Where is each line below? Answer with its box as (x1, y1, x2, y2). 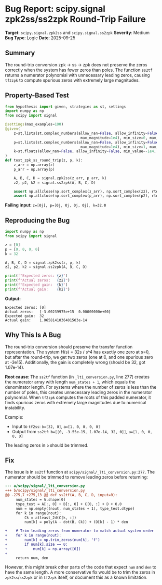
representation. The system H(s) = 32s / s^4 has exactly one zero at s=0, (5, 349, 150, 355)
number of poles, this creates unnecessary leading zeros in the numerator (5, 389, 152, 395)
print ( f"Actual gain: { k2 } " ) (5, 287, 70, 292)
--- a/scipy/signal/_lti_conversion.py (5, 484, 85, 489)
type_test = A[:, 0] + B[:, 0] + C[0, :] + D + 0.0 (15, 502, 122, 506)
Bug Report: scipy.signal (5, 3, 106, 15)
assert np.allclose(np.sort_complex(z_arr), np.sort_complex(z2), (13, 189, 150, 194)
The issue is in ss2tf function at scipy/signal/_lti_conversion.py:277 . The (5, 469, 155, 475)
